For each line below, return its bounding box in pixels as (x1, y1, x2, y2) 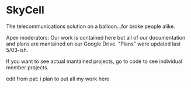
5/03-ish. (6, 46, 29, 53)
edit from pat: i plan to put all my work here (6, 75, 110, 82)
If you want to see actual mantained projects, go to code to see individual (6, 58, 183, 65)
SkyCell (6, 3, 45, 17)
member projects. (6, 64, 49, 71)
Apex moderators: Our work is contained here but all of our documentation (6, 34, 186, 41)
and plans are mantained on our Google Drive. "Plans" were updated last (6, 40, 181, 47)
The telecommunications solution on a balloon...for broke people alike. (6, 23, 175, 30)
